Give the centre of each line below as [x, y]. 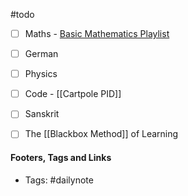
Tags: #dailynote [59, 180]
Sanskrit [42, 114]
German [41, 54]
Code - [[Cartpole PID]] [73, 94]
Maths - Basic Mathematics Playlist [97, 33]
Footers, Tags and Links [61, 157]
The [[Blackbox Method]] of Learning [101, 134]
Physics [41, 74]
